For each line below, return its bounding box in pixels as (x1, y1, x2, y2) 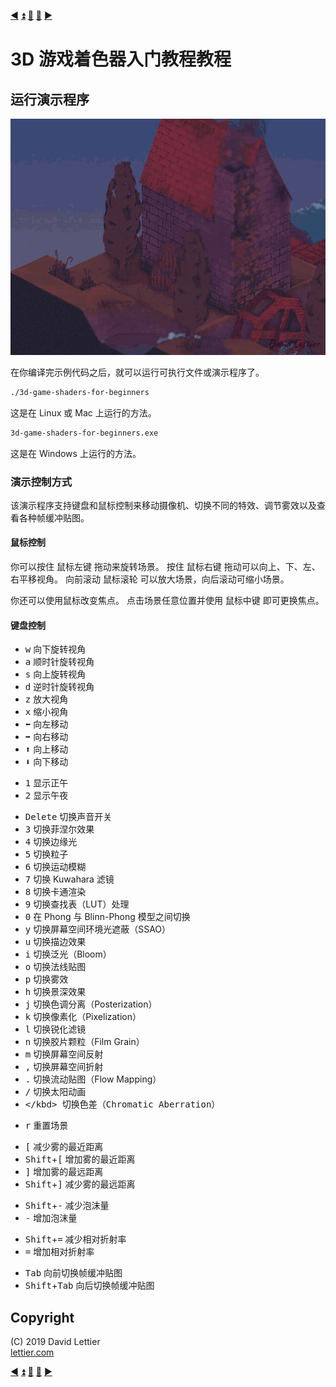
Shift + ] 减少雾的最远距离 (24, 1178, 136, 1190)
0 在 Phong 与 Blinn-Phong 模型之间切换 (24, 911, 191, 923)
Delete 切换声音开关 (24, 811, 113, 823)
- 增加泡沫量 (24, 1212, 78, 1224)
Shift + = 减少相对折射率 (24, 1233, 127, 1245)
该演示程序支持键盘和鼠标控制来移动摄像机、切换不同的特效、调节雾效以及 (10, 499, 317, 511)
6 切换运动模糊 (24, 861, 87, 873)
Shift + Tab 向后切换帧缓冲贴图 (24, 1280, 155, 1292)
